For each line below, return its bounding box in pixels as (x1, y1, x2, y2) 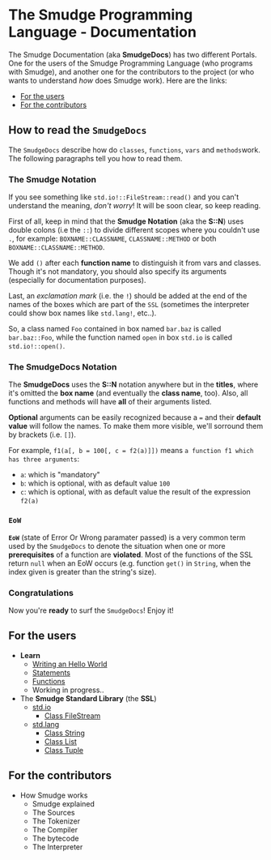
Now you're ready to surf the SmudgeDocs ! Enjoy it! (8, 605, 174, 615)
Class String (44, 728, 85, 738)
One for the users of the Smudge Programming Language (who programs (8, 58, 253, 68)
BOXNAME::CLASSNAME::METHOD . (8, 242, 105, 252)
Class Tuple (44, 745, 83, 755)
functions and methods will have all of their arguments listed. (8, 397, 212, 407)
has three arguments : (8, 454, 80, 464)
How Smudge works (19, 790, 88, 800)
